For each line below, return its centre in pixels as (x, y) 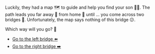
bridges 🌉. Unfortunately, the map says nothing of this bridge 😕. (70, 20)
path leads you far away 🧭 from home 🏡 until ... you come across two (75, 14)
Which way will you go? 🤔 (31, 29)
